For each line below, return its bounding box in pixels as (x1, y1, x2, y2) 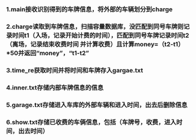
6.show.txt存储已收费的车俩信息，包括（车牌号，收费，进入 (6, 118, 177, 126)
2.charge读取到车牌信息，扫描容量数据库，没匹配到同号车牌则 (6, 22, 184, 31)
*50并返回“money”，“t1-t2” (6, 49, 90, 57)
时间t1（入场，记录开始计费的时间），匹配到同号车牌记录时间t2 (12, 31, 190, 39)
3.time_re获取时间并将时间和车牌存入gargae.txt (6, 66, 143, 74)
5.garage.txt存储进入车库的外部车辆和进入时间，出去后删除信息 (6, 101, 188, 109)
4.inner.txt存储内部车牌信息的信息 (6, 84, 104, 92)
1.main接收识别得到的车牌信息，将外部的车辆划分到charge (6, 5, 173, 13)
